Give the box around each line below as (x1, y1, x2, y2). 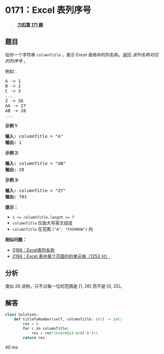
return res (23, 335, 45, 340)
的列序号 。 (5, 58, 28, 64)
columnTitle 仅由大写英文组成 (12, 220, 73, 226)
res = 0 (23, 321, 38, 326)
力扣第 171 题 (17, 22, 43, 28)
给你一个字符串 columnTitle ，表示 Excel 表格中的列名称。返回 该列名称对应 (5, 51, 159, 57)
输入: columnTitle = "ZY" (5, 188, 66, 193)
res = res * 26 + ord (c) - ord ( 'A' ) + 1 (31, 330, 98, 336)
